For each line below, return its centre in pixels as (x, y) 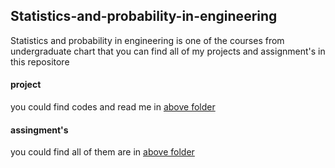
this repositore (40, 61)
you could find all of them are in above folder (102, 152)
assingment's (39, 130)
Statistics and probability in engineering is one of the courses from (147, 40)
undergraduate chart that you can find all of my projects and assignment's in (168, 51)
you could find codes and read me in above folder (113, 107)
